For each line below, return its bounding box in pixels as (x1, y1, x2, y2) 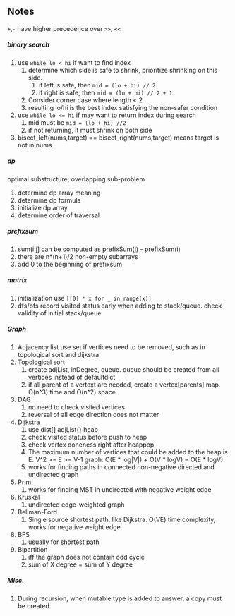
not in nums (17, 140, 52, 149)
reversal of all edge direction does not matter (28, 410, 159, 418)
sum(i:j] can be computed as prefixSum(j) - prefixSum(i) (17, 245, 181, 253)
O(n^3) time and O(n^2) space (28, 387, 116, 396)
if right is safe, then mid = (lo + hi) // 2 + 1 (38, 88, 173, 97)
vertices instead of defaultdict (28, 373, 116, 381)
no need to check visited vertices (28, 402, 126, 411)
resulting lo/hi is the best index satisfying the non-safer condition (28, 103, 218, 111)
